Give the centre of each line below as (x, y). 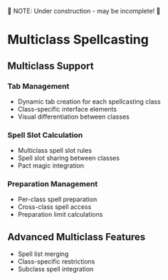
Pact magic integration (51, 166)
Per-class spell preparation (57, 200)
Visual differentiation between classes (73, 117)
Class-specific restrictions (56, 262)
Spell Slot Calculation (45, 135)
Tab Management (38, 86)
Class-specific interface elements (67, 109)
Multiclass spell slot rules (55, 151)
